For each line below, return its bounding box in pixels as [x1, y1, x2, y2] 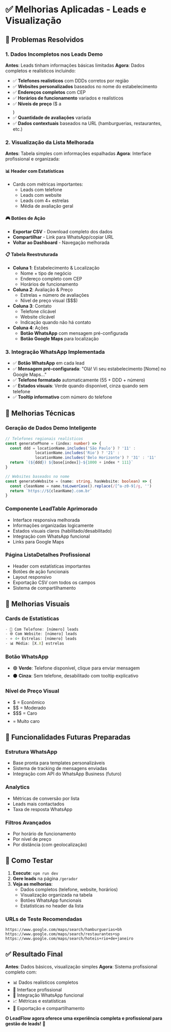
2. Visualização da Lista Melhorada [5, 138, 94, 146]
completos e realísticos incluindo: [5, 68, 76, 74]
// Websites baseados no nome [5, 474, 70, 479]
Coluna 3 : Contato [12, 302, 52, 309]
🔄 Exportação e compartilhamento [12, 1005, 85, 1011]
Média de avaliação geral [20, 203, 74, 209]
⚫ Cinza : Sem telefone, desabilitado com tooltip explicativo [12, 673, 139, 679]
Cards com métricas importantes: [12, 181, 83, 188]
